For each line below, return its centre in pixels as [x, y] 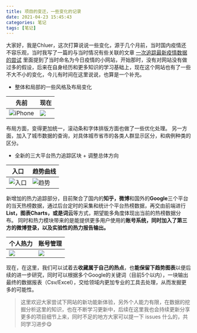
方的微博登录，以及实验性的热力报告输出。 [57, 228]
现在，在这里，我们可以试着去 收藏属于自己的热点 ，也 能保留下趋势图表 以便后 [98, 268]
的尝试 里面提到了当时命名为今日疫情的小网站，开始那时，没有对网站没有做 [97, 60]
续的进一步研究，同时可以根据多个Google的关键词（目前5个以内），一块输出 [97, 275]
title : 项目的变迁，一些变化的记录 [44, 11]
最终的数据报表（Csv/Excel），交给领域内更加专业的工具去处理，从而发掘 [94, 283]
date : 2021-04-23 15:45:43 [39, 17]
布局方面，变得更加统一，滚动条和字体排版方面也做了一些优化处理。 [88, 128]
